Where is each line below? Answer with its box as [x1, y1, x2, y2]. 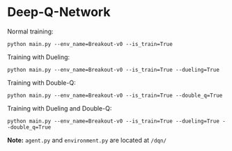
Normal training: [7, 27, 54, 35]
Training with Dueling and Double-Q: [7, 104, 112, 112]
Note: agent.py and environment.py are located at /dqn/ [7, 136, 167, 144]
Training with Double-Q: [7, 78, 76, 87]
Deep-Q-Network [7, 4, 111, 20]
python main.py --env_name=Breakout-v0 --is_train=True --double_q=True [7, 92, 223, 99]
